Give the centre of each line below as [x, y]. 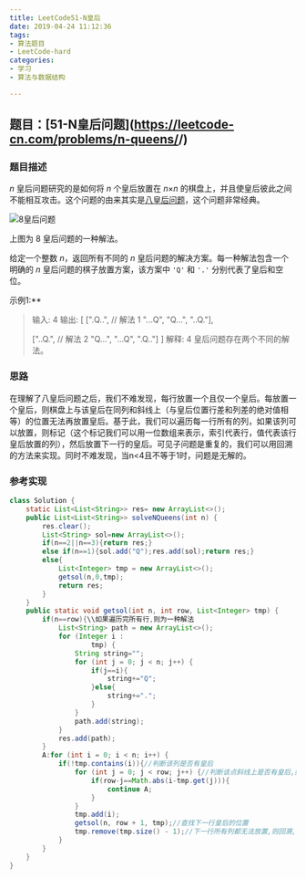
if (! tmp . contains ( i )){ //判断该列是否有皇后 [136, 764]
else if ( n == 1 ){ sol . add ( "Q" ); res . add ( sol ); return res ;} [148, 552]
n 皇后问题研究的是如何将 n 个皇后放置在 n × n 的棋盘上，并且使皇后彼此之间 [151, 189]
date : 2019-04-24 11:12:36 [61, 26]
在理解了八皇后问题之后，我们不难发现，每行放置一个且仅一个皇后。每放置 [149, 398]
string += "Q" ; [132, 679]
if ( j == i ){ [109, 670]
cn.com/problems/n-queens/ [94, 139]
